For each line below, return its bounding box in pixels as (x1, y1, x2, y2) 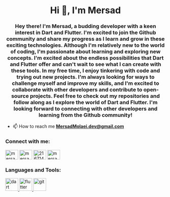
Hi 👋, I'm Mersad (50, 5, 121, 16)
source (11, 92, 29, 100)
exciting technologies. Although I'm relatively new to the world (6, 42, 165, 49)
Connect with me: (5, 138, 50, 145)
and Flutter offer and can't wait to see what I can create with (10, 61, 161, 68)
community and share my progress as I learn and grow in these (6, 36, 165, 43)
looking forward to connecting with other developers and (13, 105, 158, 112)
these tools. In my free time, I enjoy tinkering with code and (11, 67, 160, 74)
